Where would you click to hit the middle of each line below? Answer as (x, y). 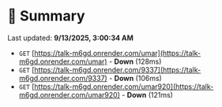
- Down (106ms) (135, 78)
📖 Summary (46, 16)
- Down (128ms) (135, 61)
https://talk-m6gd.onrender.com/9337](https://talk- (118, 69)
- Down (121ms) (147, 94)
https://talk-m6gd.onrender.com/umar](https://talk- (118, 53)
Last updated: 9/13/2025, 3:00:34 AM (70, 38)
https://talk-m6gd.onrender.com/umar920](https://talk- (124, 87)
